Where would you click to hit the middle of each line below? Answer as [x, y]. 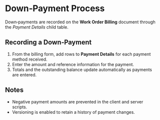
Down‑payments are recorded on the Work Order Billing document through [80, 22]
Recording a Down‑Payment [48, 43]
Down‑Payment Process [55, 9]
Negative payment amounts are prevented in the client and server [78, 102]
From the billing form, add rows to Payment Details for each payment [81, 54]
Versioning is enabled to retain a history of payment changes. [73, 112]
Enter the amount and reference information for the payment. [73, 64]
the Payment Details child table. [37, 27]
